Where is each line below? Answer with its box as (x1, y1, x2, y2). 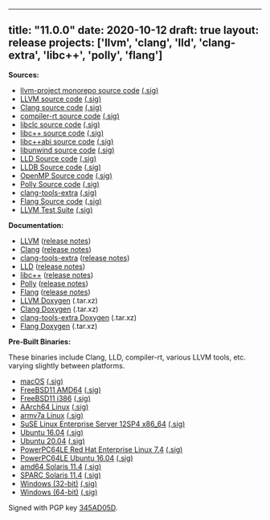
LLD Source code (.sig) (19, 153, 97, 163)
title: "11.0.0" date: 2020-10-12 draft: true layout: (8, 23, 260, 37)
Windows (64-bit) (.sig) (19, 487, 98, 497)
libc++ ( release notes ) (19, 270, 94, 279)
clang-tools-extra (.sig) (19, 188, 97, 197)
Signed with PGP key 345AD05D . (8, 502, 118, 512)
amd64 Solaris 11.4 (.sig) (19, 461, 102, 471)
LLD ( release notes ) (19, 262, 86, 271)
